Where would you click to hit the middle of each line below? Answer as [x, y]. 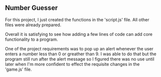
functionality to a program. [32, 39]
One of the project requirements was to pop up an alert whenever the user [79, 48]
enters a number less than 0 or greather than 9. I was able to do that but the [81, 54]
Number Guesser [32, 8]
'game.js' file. [18, 69]
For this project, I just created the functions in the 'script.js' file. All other [77, 19]
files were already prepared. [33, 25]
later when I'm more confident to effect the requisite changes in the [72, 64]
